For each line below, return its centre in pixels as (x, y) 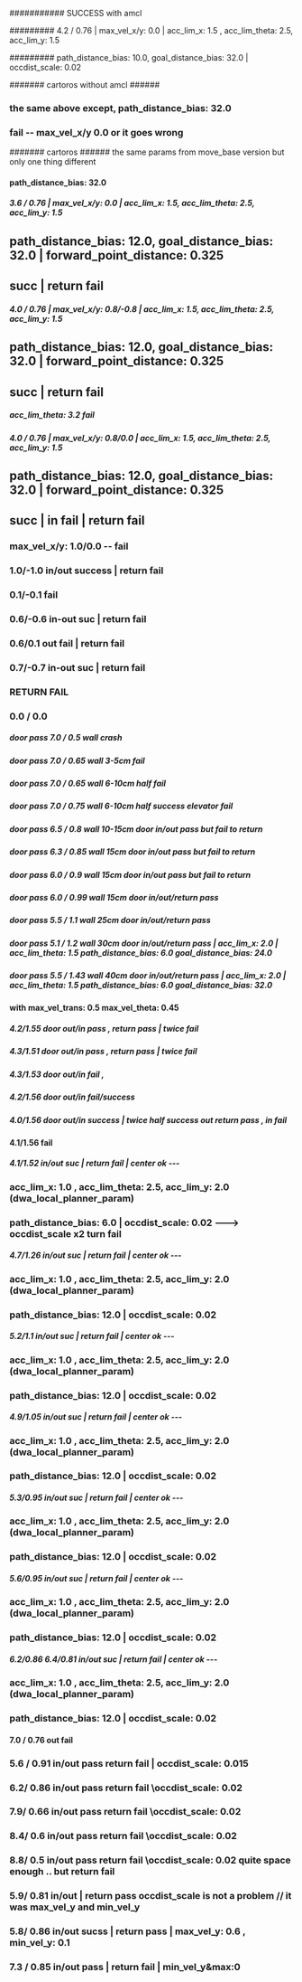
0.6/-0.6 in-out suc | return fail (78, 619)
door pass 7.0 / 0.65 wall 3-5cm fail (78, 760)
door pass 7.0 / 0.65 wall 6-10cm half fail (88, 783)
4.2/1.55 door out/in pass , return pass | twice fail (104, 1029)
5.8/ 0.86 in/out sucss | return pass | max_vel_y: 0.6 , (128, 1931)
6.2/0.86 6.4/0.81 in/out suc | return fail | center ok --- (114, 1659)
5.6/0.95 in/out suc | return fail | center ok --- (96, 1578)
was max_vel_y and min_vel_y (75, 1907)
